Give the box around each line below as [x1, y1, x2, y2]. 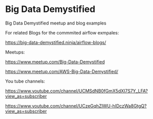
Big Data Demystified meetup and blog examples [5, 20, 107, 26]
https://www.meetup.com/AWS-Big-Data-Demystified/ [5, 68, 118, 74]
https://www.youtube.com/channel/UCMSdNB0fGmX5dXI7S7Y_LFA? [5, 87, 148, 93]
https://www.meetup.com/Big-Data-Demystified [5, 58, 105, 64]
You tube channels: [5, 78, 45, 84]
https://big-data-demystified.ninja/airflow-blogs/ [5, 39, 107, 45]
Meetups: [5, 49, 25, 55]
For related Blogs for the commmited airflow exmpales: [5, 29, 119, 35]
